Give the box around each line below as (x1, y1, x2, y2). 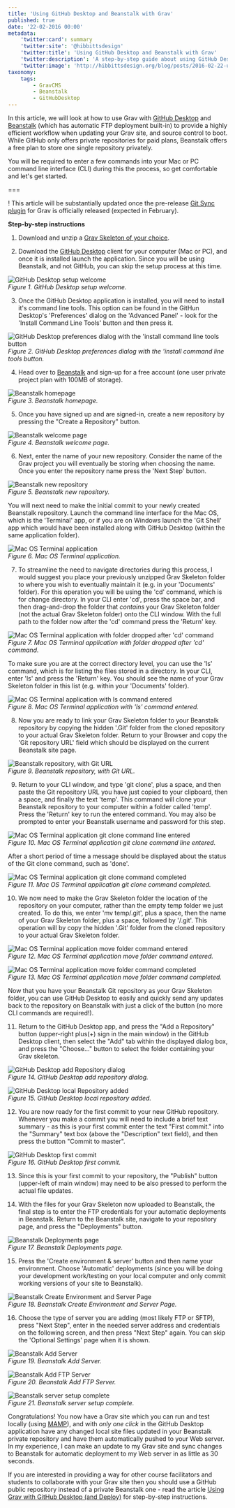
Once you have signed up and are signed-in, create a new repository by (17, 410, 225, 418)
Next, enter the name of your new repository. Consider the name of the (17, 452, 222, 460)
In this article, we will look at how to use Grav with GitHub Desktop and (8, 114, 211, 122)
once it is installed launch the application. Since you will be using (17, 254, 205, 263)
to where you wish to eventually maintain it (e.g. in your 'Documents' (17, 581, 215, 588)
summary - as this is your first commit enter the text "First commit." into (17, 1122, 225, 1131)
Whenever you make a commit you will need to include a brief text (17, 1115, 209, 1123)
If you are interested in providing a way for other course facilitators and (8, 1470, 213, 1479)
